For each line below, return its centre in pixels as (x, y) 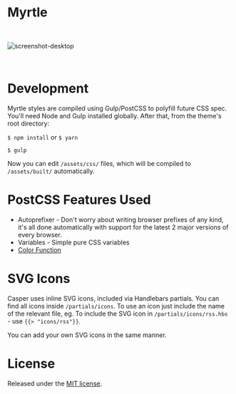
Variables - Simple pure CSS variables (73, 242)
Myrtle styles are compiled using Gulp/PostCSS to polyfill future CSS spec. (117, 108)
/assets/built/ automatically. (51, 171)
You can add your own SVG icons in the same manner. (87, 335)
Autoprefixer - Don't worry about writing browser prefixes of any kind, (120, 219)
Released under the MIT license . (55, 383)
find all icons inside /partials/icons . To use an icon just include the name (116, 306)
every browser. (40, 234)
